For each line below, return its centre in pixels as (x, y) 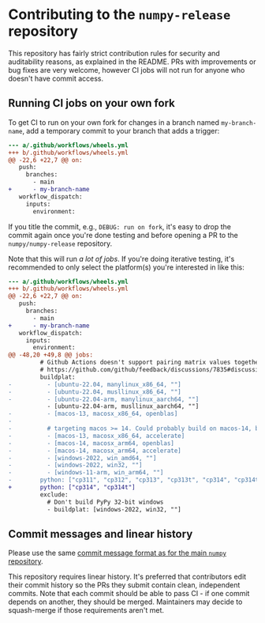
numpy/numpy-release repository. (60, 244)
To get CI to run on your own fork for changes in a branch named (114, 122)
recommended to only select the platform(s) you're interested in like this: (126, 267)
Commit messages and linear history (101, 534)
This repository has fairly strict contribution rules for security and (114, 53)
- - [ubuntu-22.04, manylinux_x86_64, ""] (95, 384)
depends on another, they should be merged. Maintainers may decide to (125, 602)
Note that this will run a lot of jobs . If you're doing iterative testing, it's (121, 259)
